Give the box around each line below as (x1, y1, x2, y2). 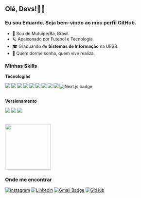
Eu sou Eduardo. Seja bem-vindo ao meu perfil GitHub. (5, 19, 137, 26)
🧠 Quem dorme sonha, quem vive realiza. (12, 50, 95, 56)
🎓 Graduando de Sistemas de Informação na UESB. (12, 43, 119, 49)
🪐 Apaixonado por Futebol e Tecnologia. (12, 36, 94, 42)
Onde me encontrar (5, 176, 52, 183)
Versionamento (5, 98, 37, 104)
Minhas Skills (5, 62, 37, 69)
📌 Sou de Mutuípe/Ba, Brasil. (12, 30, 70, 36)
